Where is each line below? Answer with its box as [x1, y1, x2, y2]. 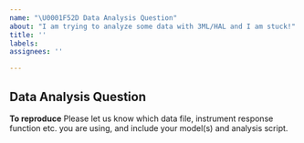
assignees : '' [9, 47, 64, 56]
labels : [9, 38, 39, 48]
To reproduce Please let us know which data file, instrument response [9, 113, 274, 124]
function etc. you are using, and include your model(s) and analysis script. [9, 122, 288, 133]
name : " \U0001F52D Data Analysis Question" [9, 13, 178, 23]
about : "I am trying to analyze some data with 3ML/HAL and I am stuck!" [9, 22, 297, 31]
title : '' [9, 30, 47, 39]
